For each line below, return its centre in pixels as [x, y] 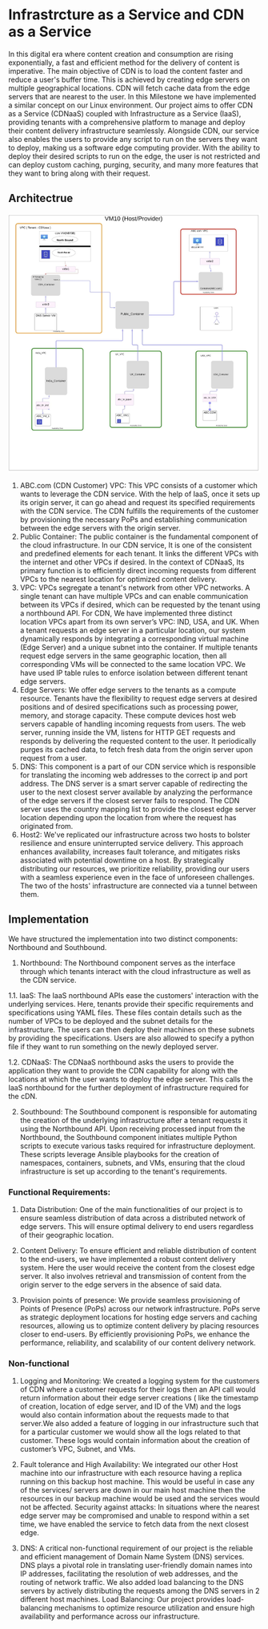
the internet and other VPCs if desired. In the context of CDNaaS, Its [132, 562]
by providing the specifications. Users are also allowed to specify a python [131, 1038]
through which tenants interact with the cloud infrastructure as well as [135, 971]
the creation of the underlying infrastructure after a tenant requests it [134, 1120]
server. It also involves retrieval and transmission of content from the [133, 1275]
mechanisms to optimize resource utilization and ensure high [155, 1608]
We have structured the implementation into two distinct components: [123, 939]
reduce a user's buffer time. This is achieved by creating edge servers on [129, 79]
